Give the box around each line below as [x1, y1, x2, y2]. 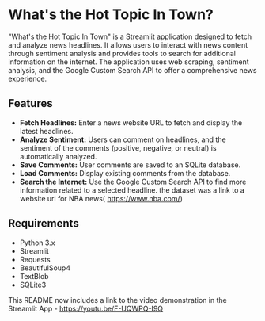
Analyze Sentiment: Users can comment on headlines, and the [19, 135, 227, 144]
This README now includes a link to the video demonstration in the [8, 295, 227, 304]
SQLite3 [19, 280, 47, 289]
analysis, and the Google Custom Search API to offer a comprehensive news [8, 65, 257, 75]
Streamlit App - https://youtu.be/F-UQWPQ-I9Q [8, 304, 164, 313]
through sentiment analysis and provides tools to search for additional [8, 48, 236, 58]
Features [8, 97, 53, 110]
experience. [8, 74, 47, 83]
